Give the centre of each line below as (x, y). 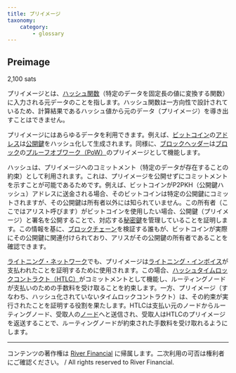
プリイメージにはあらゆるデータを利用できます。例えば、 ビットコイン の (112, 135)
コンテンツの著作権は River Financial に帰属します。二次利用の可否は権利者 (116, 353)
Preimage (29, 62)
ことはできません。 (41, 120)
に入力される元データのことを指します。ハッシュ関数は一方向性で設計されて (118, 102)
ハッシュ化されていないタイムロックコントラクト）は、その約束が (127, 297)
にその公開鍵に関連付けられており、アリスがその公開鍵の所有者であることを (118, 238)
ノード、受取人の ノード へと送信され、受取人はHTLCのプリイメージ (129, 315)
